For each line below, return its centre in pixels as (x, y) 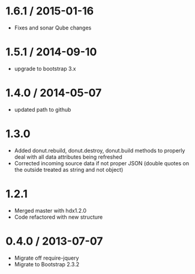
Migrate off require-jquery (46, 258)
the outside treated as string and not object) (69, 169)
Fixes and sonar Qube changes (53, 28)
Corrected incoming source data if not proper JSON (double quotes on (102, 163)
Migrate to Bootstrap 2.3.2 (46, 264)
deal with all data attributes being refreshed (68, 157)
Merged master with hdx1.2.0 (50, 210)
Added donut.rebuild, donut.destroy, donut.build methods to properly (100, 150)
